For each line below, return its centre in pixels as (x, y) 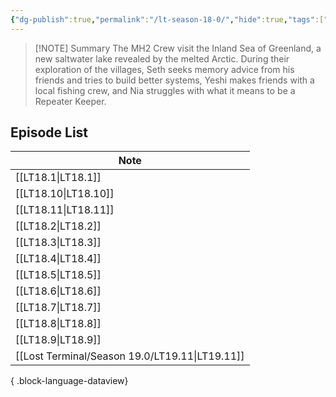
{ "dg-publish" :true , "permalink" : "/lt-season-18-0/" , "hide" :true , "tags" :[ (167, 19)
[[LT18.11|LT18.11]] (65, 210)
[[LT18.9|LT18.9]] (58, 340)
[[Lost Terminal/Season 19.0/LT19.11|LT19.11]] (130, 356)
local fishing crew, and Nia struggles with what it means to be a (165, 90)
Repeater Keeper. (70, 101)
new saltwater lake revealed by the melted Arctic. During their (162, 58)
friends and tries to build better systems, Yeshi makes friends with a (174, 80)
